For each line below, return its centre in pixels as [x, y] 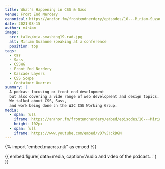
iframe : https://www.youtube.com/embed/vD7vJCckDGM [68, 133]
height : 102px [28, 124]
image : [12, 32]
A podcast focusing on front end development [57, 92]
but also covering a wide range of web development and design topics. [84, 96]
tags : [11, 51]
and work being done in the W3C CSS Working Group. [64, 106]
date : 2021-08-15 [23, 23]
